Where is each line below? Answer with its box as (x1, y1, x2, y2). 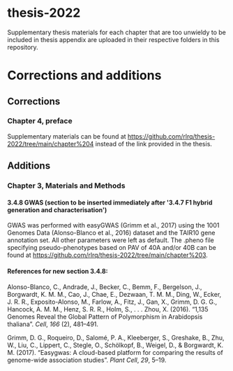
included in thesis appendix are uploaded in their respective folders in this (7, 35, 220, 43)
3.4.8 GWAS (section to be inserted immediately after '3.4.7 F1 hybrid (7, 198, 213, 206)
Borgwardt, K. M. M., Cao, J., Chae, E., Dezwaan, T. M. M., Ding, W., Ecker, (7, 290, 222, 298)
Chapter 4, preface (7, 116, 73, 126)
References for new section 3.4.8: (7, 267, 108, 275)
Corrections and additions (7, 68, 162, 83)
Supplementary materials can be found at (7, 132, 127, 141)
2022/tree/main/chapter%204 (7, 139, 94, 148)
